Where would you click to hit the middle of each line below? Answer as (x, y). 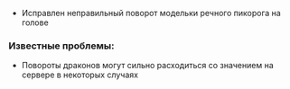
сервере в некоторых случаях (80, 75)
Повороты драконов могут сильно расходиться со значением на (148, 66)
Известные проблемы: (61, 46)
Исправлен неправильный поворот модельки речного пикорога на (151, 13)
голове (35, 22)
